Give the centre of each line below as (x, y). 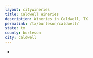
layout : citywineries (28, 10)
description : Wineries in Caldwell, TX (46, 19)
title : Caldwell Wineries (32, 14)
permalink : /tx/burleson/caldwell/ (42, 24)
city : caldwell (21, 38)
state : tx (15, 28)
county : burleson (23, 33)
